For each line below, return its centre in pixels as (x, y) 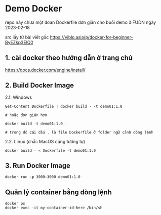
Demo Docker (34, 9)
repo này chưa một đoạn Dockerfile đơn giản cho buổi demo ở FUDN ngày (81, 22)
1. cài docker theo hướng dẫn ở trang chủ (69, 58)
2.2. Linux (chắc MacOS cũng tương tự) (45, 141)
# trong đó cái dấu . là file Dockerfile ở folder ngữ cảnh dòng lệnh (79, 132)
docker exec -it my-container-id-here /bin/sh (54, 208)
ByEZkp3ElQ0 (19, 42)
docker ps (15, 204)
